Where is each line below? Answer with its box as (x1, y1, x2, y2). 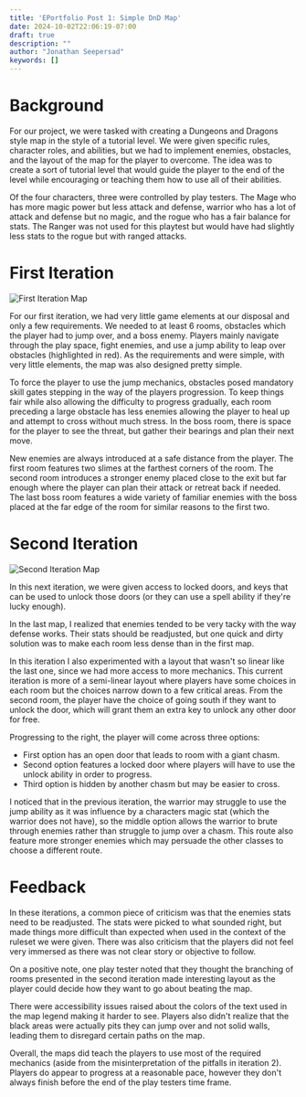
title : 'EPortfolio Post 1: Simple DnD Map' (9, 13, 182, 23)
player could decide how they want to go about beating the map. (9, 983, 253, 994)
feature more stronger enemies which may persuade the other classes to (9, 835, 284, 846)
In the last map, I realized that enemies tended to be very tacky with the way (9, 618, 297, 629)
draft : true (9, 30, 55, 39)
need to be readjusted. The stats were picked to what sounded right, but (9, 916, 282, 928)
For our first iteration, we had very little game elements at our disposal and (9, 310, 290, 321)
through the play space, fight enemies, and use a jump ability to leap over (9, 339, 286, 350)
